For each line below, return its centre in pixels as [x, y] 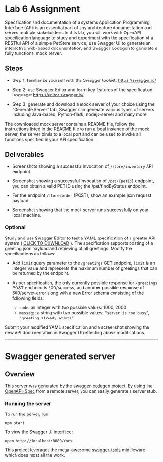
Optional [15, 227]
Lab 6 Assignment [42, 9]
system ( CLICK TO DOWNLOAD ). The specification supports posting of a [79, 243]
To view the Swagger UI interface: [39, 432]
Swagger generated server [60, 357]
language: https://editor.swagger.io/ [48, 95]
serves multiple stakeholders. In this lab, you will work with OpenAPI [73, 32]
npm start [15, 423]
